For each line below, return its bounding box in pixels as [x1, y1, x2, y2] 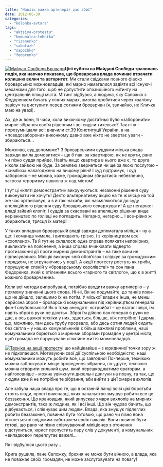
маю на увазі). [5, 107, 35, 113]
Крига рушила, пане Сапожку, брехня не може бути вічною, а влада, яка [5, 451, 157, 457]
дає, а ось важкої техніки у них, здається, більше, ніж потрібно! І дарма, [5, 315, 156, 321]
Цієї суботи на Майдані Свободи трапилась [65, 66, 158, 72]
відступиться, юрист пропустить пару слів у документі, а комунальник [5, 427, 153, 433]
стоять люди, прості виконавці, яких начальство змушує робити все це [5, 391, 154, 397]
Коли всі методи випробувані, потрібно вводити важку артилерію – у [5, 284, 149, 290]
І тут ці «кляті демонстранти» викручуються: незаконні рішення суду [5, 187, 149, 193]
